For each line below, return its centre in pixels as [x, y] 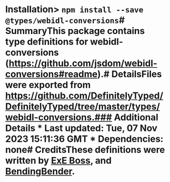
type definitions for [47, 42]
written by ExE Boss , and [58, 161]
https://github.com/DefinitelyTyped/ [84, 96]
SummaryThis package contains [75, 31]
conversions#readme [52, 74]
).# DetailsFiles [130, 74]
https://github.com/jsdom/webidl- [83, 63]
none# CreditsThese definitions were [85, 150]
